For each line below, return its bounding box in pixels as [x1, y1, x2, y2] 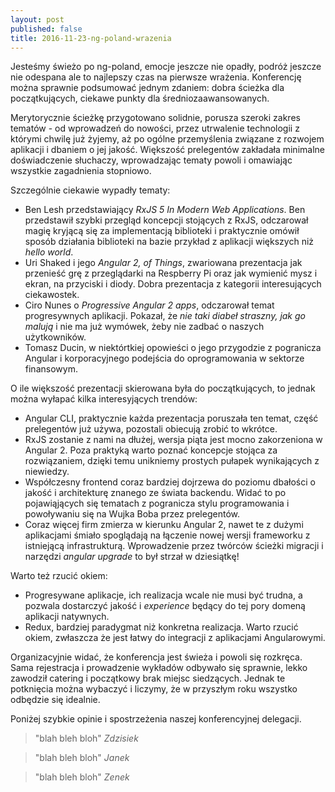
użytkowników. [24, 331, 87, 343]
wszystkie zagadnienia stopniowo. [10, 165, 152, 177]
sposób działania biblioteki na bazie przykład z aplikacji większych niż [24, 236, 315, 248]
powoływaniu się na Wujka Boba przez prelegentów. [24, 508, 240, 520]
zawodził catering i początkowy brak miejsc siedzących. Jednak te [10, 672, 286, 685]
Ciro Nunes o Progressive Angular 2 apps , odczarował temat [24, 299, 275, 311]
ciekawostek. [24, 289, 80, 301]
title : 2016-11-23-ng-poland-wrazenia [10, 33, 172, 43]
